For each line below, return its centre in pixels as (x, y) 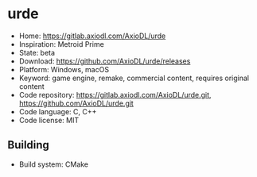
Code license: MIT (49, 120)
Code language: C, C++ (58, 111)
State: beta (37, 52)
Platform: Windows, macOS (64, 69)
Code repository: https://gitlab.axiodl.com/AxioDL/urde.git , (115, 94)
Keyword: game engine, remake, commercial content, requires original (134, 78)
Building (28, 145)
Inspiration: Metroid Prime (61, 44)
